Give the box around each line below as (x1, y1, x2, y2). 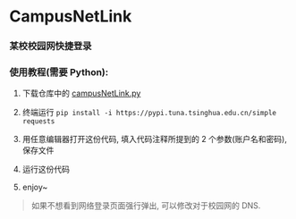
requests (21, 117, 55, 126)
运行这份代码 (21, 164, 70, 175)
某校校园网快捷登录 (9, 40, 92, 53)
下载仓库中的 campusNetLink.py (21, 88, 141, 99)
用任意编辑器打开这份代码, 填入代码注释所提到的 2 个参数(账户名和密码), (21, 134, 288, 145)
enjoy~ (21, 181, 48, 193)
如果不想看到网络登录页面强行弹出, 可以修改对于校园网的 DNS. (30, 200, 261, 211)
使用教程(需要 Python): (9, 66, 109, 79)
